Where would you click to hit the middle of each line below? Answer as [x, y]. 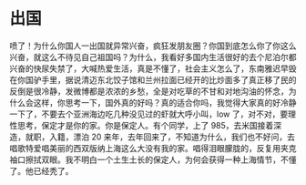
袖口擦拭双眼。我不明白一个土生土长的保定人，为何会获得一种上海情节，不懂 [153, 159]
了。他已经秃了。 [41, 170]
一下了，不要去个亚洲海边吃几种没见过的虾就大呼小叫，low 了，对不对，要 [149, 114]
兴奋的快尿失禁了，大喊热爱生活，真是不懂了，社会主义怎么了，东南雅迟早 [149, 68]
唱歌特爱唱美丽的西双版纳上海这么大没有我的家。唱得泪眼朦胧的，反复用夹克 [153, 148]
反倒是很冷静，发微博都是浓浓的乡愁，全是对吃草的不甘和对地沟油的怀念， [149, 91]
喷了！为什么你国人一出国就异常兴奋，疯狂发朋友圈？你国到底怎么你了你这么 [153, 46]
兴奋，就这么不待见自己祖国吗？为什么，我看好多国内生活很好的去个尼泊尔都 [153, 57]
